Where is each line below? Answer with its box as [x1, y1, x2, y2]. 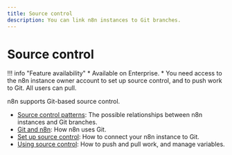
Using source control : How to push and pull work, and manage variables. [17, 140, 225, 149]
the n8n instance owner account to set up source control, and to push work [7, 77, 223, 85]
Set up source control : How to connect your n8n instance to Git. [17, 133, 199, 141]
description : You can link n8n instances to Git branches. [7, 17, 181, 24]
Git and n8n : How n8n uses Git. [17, 125, 107, 134]
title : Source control [7, 10, 73, 17]
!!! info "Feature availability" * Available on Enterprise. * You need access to [7, 69, 223, 77]
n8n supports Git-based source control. [7, 98, 121, 106]
